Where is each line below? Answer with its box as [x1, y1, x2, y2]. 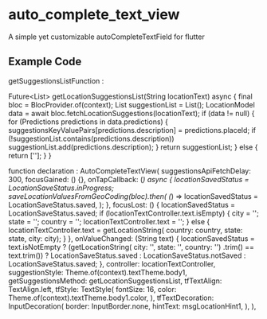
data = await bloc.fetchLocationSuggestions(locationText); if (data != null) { [8, 108, 255, 118]
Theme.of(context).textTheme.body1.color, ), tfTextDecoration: [8, 293, 214, 302]
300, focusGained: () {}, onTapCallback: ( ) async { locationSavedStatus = [8, 174, 249, 184]
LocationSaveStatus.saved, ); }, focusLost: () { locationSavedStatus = [8, 200, 236, 209]
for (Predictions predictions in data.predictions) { [8, 117, 169, 126]
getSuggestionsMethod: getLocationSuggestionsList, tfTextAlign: [8, 276, 222, 286]
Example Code [8, 55, 82, 68]
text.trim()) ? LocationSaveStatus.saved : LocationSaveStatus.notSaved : [8, 251, 246, 260]
